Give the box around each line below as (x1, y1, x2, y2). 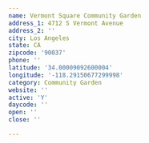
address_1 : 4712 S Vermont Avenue (8, 19, 124, 27)
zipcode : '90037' (8, 49, 66, 57)
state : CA (8, 42, 42, 50)
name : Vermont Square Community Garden (8, 11, 142, 20)
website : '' (8, 85, 48, 94)
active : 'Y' (8, 93, 48, 101)
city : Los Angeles (8, 34, 70, 42)
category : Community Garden (8, 78, 103, 86)
